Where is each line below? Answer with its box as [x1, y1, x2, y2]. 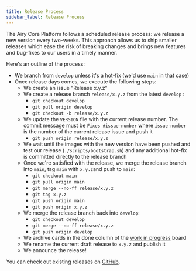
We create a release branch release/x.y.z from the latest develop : [23, 91, 185, 98]
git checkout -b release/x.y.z [32, 110, 108, 116]
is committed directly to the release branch [23, 153, 127, 160]
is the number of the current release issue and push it [23, 128, 153, 135]
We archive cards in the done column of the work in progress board [23, 234, 187, 241]
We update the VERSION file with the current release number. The [23, 115, 178, 122]
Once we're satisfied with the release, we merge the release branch [23, 159, 187, 166]
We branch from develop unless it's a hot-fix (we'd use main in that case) [14, 72, 190, 79]
